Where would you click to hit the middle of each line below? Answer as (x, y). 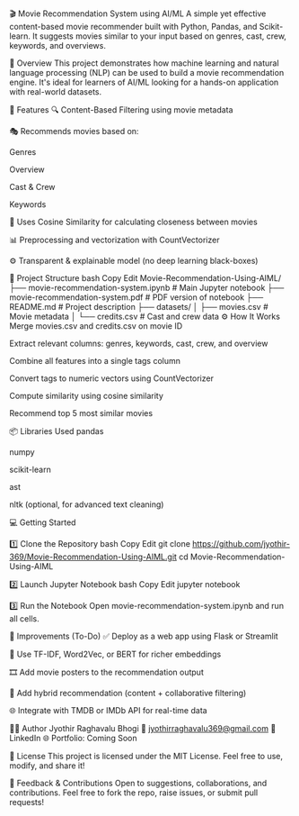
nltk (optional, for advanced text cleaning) (87, 504)
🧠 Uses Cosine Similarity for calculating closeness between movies (133, 222)
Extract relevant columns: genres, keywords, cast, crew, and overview (139, 343)
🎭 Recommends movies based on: (74, 131)
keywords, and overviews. (57, 45)
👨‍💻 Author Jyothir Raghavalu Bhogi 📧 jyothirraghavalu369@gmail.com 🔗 (143, 728)
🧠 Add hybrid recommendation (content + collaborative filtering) (128, 693)
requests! (27, 802)
